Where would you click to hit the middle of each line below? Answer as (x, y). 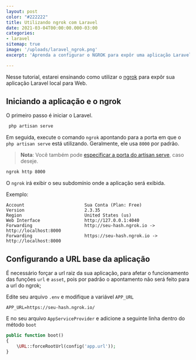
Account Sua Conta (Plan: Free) (74, 205)
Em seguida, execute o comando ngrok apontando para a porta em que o (94, 138)
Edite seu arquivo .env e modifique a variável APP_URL (70, 297)
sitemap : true (23, 44)
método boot (21, 325)
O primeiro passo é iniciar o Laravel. (49, 115)
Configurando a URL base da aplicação (78, 259)
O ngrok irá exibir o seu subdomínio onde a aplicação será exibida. (86, 183)
